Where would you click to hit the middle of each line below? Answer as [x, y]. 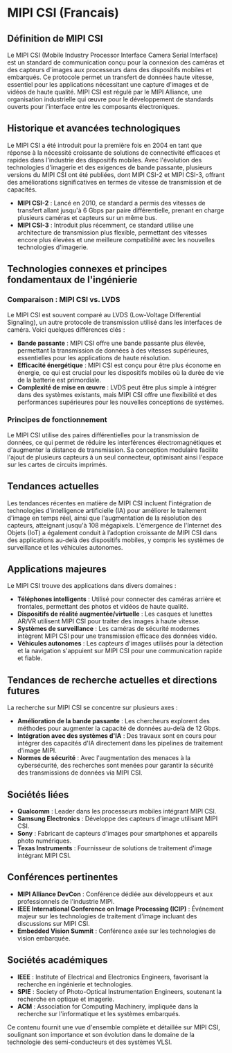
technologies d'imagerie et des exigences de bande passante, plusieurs [110, 167]
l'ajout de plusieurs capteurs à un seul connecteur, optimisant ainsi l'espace [115, 457]
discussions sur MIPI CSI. [53, 923]
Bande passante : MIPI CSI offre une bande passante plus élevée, [111, 343]
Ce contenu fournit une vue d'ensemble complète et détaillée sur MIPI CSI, [114, 1027]
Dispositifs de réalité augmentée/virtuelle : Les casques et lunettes [115, 614]
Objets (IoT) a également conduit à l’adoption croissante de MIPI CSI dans [112, 532]
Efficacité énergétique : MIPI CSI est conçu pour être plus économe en [119, 365]
